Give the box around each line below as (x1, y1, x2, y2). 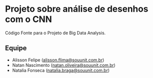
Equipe (5, 44, 27, 52)
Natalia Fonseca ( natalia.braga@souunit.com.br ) (12, 67, 110, 73)
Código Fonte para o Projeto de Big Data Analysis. (5, 30, 106, 36)
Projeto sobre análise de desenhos (5, 3, 149, 15)
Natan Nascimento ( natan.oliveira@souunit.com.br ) (12, 62, 116, 68)
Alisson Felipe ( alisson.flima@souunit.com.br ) (12, 57, 105, 63)
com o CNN (5, 14, 52, 25)
